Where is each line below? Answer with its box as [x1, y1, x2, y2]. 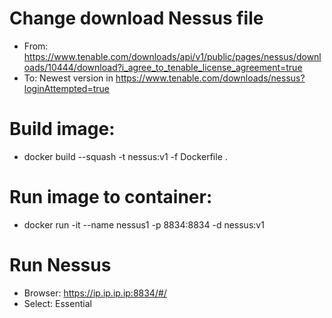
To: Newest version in [23, 72, 114, 84]
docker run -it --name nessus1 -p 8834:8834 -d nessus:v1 [23, 218, 265, 231]
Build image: [9, 118, 116, 141]
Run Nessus [9, 254, 112, 276]
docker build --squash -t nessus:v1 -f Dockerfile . [23, 150, 228, 162]
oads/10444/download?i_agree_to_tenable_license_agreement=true [23, 61, 303, 73]
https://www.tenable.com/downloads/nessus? [115, 72, 306, 84]
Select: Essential [23, 297, 92, 309]
